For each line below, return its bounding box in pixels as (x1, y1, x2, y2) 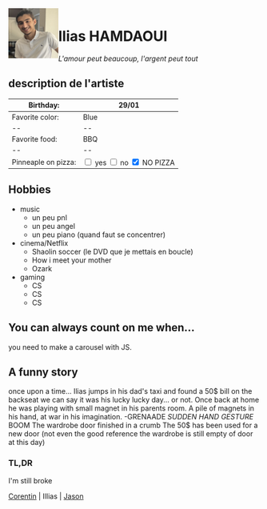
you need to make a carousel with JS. (8, 342, 132, 351)
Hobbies (8, 183, 52, 197)
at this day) (8, 438, 46, 447)
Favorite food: (11, 134, 58, 143)
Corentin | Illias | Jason (8, 491, 84, 501)
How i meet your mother (31, 255, 112, 265)
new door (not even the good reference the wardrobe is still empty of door (8, 429, 253, 439)
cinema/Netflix (19, 238, 69, 247)
